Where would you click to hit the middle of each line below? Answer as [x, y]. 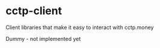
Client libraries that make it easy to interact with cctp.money [80, 27]
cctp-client [34, 11]
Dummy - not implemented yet [43, 39]
